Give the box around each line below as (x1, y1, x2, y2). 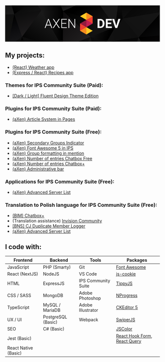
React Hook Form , (116, 333, 153, 339)
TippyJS (116, 280, 133, 286)
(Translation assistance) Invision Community (12, 218, 102, 224)
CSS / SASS (7, 293, 31, 298)
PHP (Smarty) (43, 264, 71, 270)
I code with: (5, 243, 42, 251)
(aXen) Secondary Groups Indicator (12, 139, 84, 145)
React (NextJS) (7, 271, 38, 277)
